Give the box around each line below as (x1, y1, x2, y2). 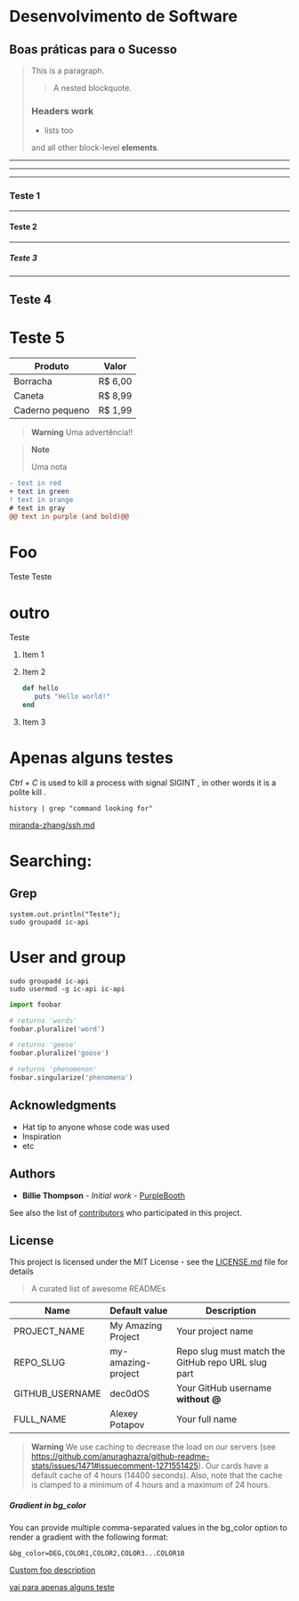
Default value (109, 1304, 168, 1317)
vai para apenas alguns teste (9, 1582, 115, 1593)
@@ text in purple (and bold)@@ (9, 512, 129, 521)
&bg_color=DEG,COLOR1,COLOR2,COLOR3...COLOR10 (9, 1549, 185, 1558)
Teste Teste (9, 571, 53, 582)
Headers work (30, 104, 94, 117)
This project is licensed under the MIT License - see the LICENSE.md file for (9, 1257, 288, 1268)
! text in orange (9, 495, 74, 505)
